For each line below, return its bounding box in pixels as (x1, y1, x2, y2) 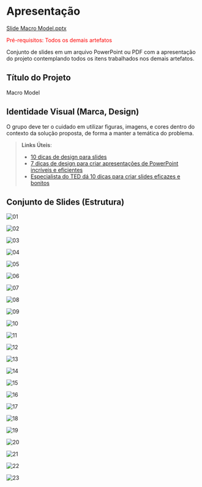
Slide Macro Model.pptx (6, 25, 67, 32)
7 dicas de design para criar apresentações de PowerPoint (30, 159, 179, 167)
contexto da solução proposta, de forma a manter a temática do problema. (6, 129, 194, 137)
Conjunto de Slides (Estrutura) (6, 197, 124, 207)
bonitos (30, 179, 50, 186)
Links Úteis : (21, 141, 52, 148)
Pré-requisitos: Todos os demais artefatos (6, 36, 112, 43)
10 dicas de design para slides (30, 153, 107, 160)
